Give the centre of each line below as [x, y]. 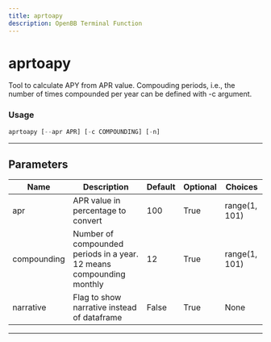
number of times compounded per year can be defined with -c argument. [130, 94]
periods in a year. [106, 254]
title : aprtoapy [35, 16]
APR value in [97, 201]
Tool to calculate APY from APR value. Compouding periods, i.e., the [122, 85]
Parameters [38, 165]
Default [161, 187]
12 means [92, 265]
